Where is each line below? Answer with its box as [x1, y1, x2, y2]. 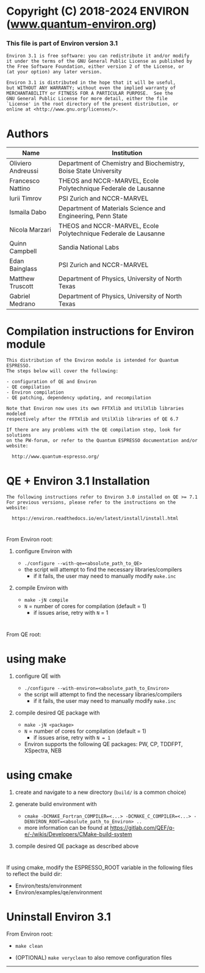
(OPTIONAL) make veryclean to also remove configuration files [15, 953, 172, 961]
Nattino [9, 185, 31, 193]
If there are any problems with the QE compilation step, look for [6, 427, 182, 433]
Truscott [9, 282, 34, 291]
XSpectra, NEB [24, 747, 62, 754]
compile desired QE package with [15, 709, 100, 716]
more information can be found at [24, 824, 109, 831]
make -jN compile [24, 597, 69, 603]
